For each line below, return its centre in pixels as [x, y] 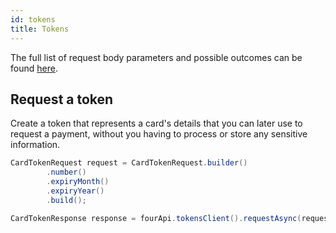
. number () [66, 172]
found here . [34, 68]
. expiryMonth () [78, 182]
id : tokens [33, 19]
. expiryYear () [75, 191]
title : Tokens [40, 29]
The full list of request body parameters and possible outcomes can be [156, 57]
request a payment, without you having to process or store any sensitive [159, 134]
